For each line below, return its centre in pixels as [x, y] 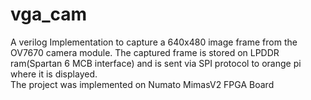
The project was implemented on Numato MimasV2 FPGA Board [142, 84]
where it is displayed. [54, 74]
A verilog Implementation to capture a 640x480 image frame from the [154, 42]
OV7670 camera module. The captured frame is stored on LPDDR [145, 52]
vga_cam [49, 14]
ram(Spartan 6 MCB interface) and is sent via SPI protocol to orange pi [156, 63]
